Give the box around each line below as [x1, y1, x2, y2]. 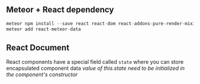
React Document [6, 42, 70, 52]
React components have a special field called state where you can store [6, 58, 184, 66]
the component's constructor [6, 71, 78, 78]
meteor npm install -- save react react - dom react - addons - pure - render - [6, 20, 185, 26]
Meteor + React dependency [6, 5, 114, 15]
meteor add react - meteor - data [6, 26, 82, 32]
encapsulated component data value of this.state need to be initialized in [6, 65, 185, 72]
